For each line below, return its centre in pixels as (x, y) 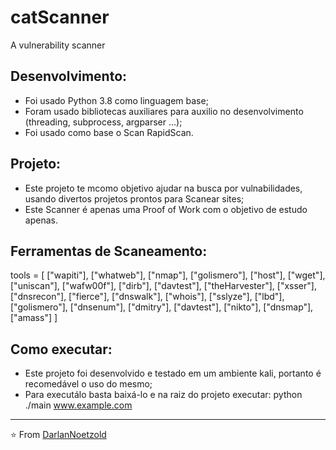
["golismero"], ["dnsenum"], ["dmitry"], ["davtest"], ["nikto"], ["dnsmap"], (162, 307)
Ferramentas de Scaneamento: (109, 251)
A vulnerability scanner (58, 45)
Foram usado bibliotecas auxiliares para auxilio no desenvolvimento (164, 111)
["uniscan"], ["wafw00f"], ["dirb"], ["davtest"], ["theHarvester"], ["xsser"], (163, 286)
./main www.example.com (78, 405)
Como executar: (61, 349)
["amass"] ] (34, 318)
